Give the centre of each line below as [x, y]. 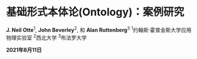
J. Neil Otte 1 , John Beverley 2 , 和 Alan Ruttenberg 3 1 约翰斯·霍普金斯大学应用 [99, 29]
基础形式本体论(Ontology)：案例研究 [95, 12]
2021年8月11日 [24, 50]
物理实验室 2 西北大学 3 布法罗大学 [47, 37]
